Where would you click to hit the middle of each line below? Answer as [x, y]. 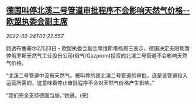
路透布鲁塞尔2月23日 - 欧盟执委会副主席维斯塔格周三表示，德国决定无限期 [96, 48]
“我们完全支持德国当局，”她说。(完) [47, 95]
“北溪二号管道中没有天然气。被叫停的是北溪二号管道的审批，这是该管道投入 [97, 75]
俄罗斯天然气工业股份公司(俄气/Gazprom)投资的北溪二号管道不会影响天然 [99, 55]
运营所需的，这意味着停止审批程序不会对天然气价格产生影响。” [80, 83]
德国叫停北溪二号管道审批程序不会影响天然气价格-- [98, 11]
